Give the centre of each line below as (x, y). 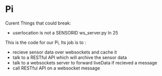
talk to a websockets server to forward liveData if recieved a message (85, 62)
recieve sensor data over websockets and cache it (65, 52)
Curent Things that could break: (38, 23)
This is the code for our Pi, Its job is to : (46, 42)
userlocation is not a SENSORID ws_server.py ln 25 (65, 32)
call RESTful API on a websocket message (56, 68)
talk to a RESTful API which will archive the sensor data (70, 57)
